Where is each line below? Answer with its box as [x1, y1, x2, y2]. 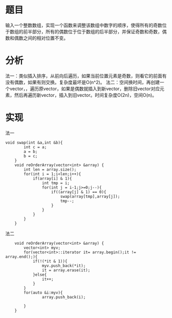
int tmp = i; [41, 180, 70, 186]
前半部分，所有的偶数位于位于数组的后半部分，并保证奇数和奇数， [23, 28, 162, 34]
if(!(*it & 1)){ [32, 259, 68, 264]
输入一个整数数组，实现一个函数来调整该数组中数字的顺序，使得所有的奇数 [5, 22, 162, 28]
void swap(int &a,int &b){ [5, 140, 63, 145]
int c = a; [24, 144, 47, 150]
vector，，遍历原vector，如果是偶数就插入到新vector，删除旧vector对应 [9, 85, 160, 92]
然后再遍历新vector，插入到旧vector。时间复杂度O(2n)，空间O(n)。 [14, 92, 157, 98]
